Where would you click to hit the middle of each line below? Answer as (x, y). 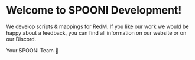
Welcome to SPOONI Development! (94, 10)
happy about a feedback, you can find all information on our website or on (96, 32)
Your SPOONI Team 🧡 (32, 50)
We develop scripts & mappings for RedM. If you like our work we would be (97, 26)
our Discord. (21, 39)
